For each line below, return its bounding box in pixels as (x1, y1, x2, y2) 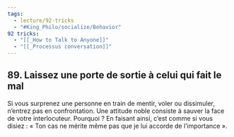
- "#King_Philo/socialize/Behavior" (13, 23, 122, 30)
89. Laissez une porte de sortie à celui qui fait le (7, 69, 222, 81)
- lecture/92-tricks (13, 17, 74, 24)
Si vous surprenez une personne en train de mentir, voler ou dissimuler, (7, 99, 216, 107)
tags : (7, 10, 23, 18)
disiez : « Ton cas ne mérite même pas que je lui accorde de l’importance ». (7, 121, 228, 130)
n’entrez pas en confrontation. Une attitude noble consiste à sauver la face (7, 107, 225, 115)
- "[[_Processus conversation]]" (13, 43, 112, 50)
